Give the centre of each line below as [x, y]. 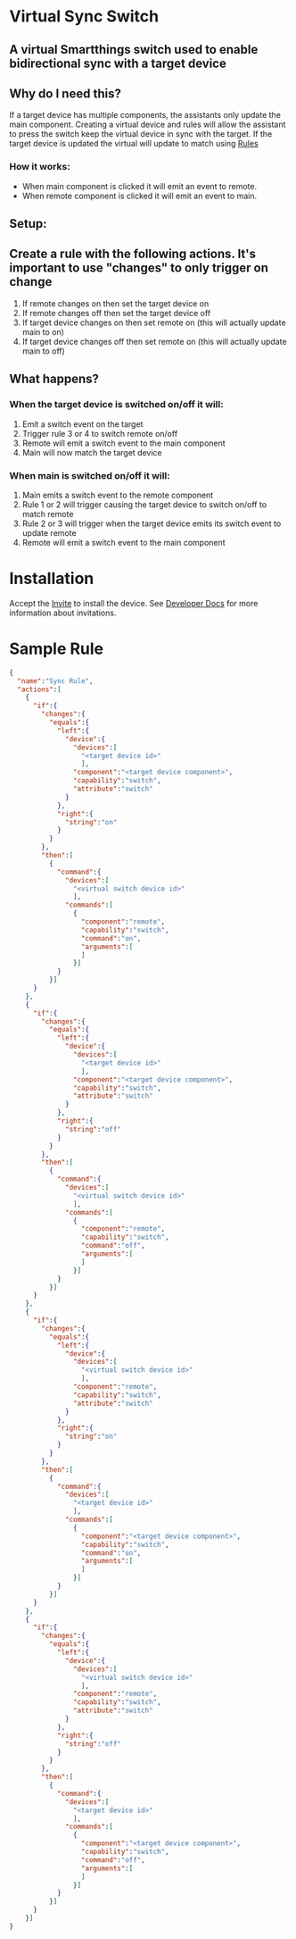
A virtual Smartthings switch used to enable [134, 50]
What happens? [54, 379]
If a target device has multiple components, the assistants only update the [145, 115]
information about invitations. [63, 613]
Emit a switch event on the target [82, 424]
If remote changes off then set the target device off [116, 313]
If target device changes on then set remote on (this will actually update [154, 322]
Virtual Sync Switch [84, 17]
